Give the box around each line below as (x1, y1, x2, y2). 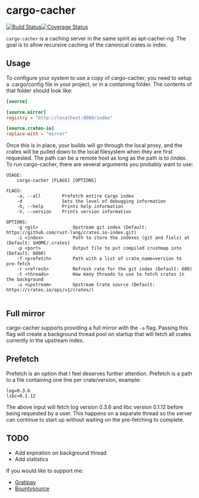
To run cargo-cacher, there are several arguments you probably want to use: (6, 161, 194, 168)
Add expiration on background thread (14, 449, 107, 456)
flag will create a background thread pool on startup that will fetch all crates (6, 330, 191, 337)
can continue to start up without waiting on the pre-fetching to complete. (6, 416, 185, 423)
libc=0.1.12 (6, 393, 36, 399)
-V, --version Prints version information (17, 209, 132, 215)
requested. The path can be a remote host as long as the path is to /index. (6, 154, 187, 161)
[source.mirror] (6, 109, 46, 115)
